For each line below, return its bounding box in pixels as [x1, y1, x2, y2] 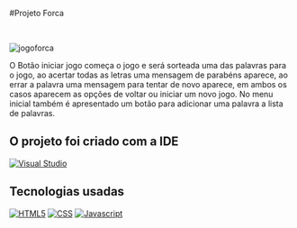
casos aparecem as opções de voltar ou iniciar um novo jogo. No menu [9, 89, 274, 99]
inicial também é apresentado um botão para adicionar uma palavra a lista [9, 98, 283, 109]
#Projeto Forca [9, 8, 65, 18]
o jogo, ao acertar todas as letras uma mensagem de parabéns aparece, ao [9, 69, 288, 80]
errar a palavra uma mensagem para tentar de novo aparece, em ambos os [9, 79, 288, 89]
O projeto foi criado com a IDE [9, 134, 179, 150]
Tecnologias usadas [9, 184, 124, 199]
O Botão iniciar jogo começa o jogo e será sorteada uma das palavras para [9, 60, 286, 70]
